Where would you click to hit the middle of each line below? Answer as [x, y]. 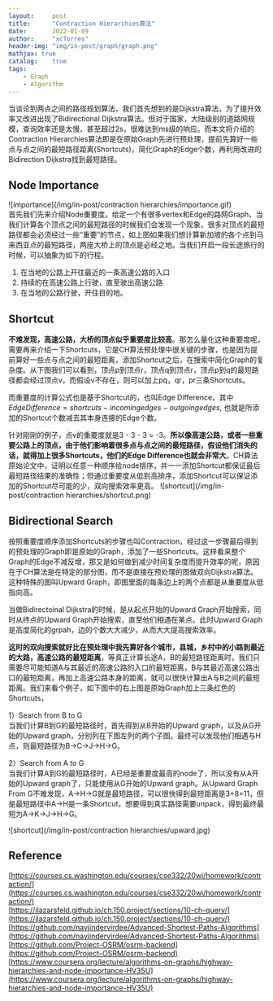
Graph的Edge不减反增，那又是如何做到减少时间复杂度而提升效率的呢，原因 [134, 562]
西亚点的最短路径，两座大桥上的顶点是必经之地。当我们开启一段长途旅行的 [140, 245]
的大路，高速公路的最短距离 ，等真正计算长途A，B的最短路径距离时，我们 [131, 657]
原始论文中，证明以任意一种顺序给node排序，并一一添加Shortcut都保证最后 [134, 466]
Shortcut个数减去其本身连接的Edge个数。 [92, 418]
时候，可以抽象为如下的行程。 [58, 255]
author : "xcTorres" [49, 39]
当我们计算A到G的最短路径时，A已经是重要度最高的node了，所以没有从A [130, 773]
